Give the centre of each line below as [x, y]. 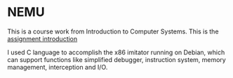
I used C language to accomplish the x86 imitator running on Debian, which [116, 52]
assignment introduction [42, 38]
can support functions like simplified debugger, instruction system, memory [116, 59]
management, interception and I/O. [58, 67]
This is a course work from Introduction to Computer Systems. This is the [113, 31]
